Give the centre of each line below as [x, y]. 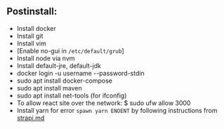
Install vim [31, 43]
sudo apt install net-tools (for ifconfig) [72, 95]
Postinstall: [32, 12]
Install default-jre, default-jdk [59, 65]
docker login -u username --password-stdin [80, 73]
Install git [30, 36]
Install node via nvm [46, 58]
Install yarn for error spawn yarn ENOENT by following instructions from [117, 110]
